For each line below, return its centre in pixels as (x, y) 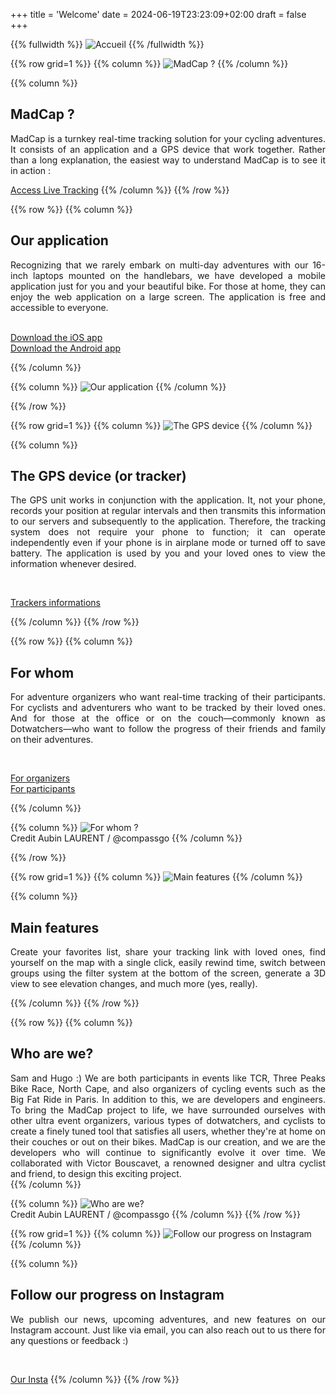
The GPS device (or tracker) (98, 476)
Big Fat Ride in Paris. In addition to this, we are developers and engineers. (168, 1099)
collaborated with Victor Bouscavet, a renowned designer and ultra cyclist (168, 1163)
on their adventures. (52, 740)
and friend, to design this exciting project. (96, 1173)
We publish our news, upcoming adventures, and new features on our (168, 1319)
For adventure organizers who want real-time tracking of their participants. (168, 697)
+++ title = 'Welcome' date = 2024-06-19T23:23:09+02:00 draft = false (158, 14)
